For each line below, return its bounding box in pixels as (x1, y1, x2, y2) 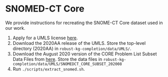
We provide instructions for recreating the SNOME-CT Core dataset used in (5, 20, 163, 26)
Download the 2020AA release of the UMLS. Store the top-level (12, 40, 146, 46)
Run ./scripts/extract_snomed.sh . (12, 66, 85, 72)
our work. (5, 25, 25, 31)
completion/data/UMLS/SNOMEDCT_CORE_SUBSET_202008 (12, 61, 122, 66)
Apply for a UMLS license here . (12, 35, 78, 41)
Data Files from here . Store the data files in (12, 56, 103, 62)
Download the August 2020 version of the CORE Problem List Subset (12, 51, 157, 57)
